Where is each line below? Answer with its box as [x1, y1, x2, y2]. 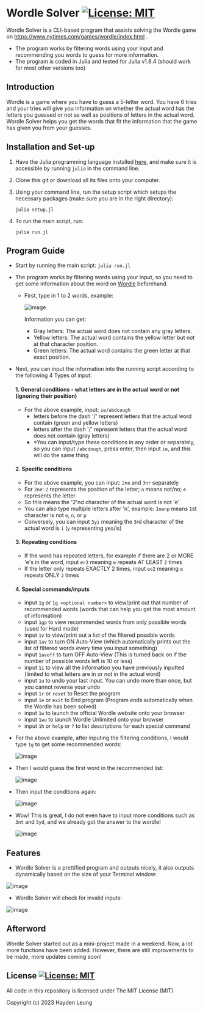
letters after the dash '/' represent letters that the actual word [33, 425, 187, 433]
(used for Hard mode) [24, 625, 79, 632]
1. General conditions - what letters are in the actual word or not [15, 386, 180, 393]
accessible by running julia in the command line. [15, 164, 140, 172]
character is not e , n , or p [24, 511, 87, 519]
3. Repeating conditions [15, 538, 77, 546]
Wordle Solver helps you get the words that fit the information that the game [6, 117, 198, 125]
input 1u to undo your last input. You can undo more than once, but [24, 677, 192, 684]
